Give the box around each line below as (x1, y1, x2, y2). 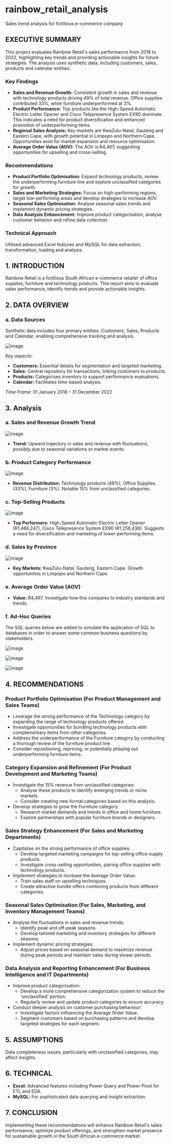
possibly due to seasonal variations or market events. (12, 446, 125, 452)
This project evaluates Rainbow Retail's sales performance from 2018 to (5, 49, 157, 55)
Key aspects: (5, 353, 33, 359)
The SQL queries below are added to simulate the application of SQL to (5, 625, 155, 631)
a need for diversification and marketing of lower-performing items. (12, 531, 155, 537)
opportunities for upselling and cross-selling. (12, 149, 107, 155)
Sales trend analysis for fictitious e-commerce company (5, 20, 124, 27)
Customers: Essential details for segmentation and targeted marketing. (12, 363, 163, 369)
